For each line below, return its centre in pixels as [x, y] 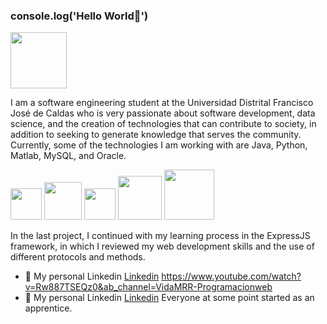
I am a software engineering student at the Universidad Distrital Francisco [162, 103]
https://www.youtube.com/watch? [231, 276]
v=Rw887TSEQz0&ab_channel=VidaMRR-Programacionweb [148, 287]
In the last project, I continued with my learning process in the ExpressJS [160, 236]
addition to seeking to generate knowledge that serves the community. [156, 135]
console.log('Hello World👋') [79, 16]
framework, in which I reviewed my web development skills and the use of [162, 246]
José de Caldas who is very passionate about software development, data [163, 113]
